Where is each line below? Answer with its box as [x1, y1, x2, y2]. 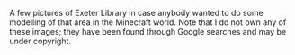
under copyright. [9, 35, 72, 46]
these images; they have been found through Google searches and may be [9, 27, 286, 36]
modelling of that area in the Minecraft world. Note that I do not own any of [9, 17, 287, 27]
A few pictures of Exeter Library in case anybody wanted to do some [9, 8, 264, 18]
